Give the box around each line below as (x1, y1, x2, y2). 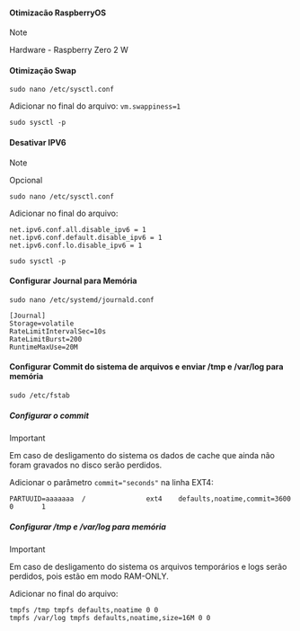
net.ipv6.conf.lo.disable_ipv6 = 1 (9, 241, 143, 250)
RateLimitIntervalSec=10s (9, 326, 106, 336)
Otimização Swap (9, 65, 76, 76)
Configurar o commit (9, 410, 90, 421)
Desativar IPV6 (9, 138, 66, 147)
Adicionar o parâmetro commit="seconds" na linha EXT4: (9, 476, 214, 487)
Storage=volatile (9, 319, 75, 328)
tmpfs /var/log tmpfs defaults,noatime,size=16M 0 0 (9, 613, 211, 622)
